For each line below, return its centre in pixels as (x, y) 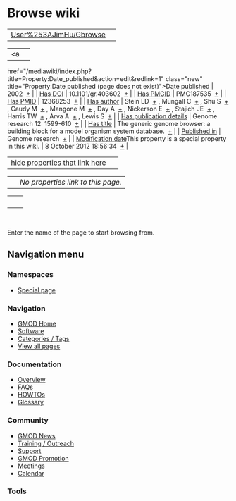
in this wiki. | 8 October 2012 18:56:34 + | (68, 146)
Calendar (31, 473)
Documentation (35, 364)
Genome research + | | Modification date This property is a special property (117, 138)
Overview (31, 380)
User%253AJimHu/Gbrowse (58, 35)
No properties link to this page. (71, 182)
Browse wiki (44, 13)
